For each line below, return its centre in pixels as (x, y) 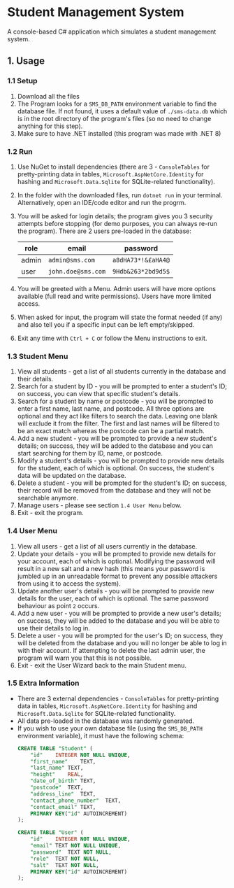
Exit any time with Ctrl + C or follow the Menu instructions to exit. (112, 338)
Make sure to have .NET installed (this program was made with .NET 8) (119, 133)
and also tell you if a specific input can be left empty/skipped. (106, 324)
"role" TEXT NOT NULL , (65, 859)
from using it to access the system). (69, 583)
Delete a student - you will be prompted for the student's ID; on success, (122, 483)
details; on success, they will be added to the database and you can (115, 446)
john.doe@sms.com (77, 271)
